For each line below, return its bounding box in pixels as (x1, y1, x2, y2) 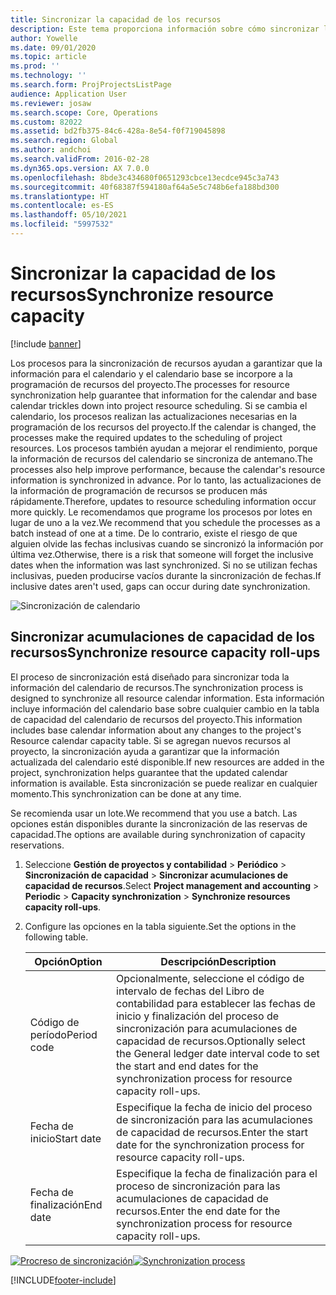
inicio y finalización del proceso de (116, 1009, 280, 1023)
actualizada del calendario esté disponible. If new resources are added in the (10, 756, 325, 768)
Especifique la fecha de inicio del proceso (116, 1100, 313, 1114)
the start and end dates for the (116, 1059, 259, 1073)
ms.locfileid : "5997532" (10, 219, 114, 230)
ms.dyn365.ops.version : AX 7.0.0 (10, 163, 150, 173)
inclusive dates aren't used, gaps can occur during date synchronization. (10, 580, 311, 592)
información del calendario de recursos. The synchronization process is (10, 681, 304, 693)
